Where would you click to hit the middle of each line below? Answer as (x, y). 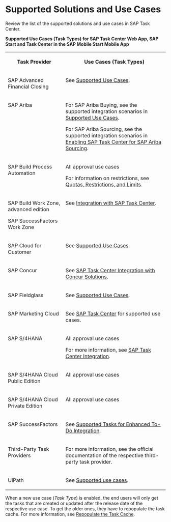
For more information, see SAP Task (108, 350)
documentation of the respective (104, 455)
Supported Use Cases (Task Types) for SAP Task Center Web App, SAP (82, 39)
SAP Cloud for (25, 245)
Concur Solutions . (87, 277)
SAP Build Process (30, 166)
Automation (22, 173)
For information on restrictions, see (107, 178)
